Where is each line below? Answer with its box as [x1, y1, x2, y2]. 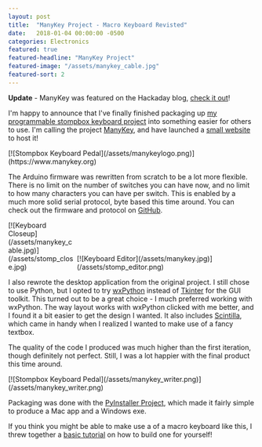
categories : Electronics [8, 38, 89, 45]
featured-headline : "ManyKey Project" [8, 54, 135, 62]
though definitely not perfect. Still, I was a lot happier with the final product [8, 351, 250, 360]
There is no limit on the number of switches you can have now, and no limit [8, 180, 250, 190]
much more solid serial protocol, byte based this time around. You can [8, 197, 235, 206]
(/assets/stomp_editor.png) [77, 262, 165, 271]
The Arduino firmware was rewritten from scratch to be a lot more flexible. [8, 172, 248, 181]
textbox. [8, 327, 35, 336]
